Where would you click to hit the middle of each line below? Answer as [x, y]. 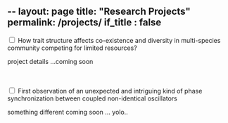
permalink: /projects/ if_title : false [84, 23]
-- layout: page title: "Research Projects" [99, 12]
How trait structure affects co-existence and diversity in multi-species [119, 40]
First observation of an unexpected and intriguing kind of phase [110, 91]
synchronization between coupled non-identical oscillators [93, 98]
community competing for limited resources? [72, 48]
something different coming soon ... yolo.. [68, 112]
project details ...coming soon [50, 61]
